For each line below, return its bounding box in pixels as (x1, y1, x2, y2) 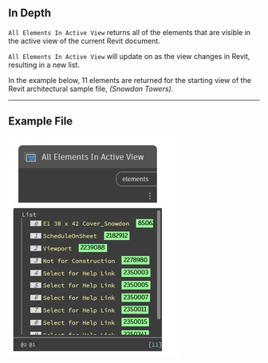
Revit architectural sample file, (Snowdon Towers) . (8, 84, 174, 93)
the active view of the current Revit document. (8, 36, 161, 45)
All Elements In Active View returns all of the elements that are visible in (8, 27, 251, 37)
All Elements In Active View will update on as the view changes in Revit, (8, 51, 250, 61)
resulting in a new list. (8, 60, 80, 69)
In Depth (8, 6, 52, 20)
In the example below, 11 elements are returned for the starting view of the (8, 75, 251, 85)
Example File (8, 115, 73, 128)
